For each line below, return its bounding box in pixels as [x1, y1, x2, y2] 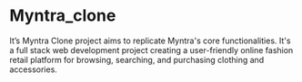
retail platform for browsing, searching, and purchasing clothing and [9, 54, 265, 65]
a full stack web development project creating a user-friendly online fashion [9, 44, 294, 55]
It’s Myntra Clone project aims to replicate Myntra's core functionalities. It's [9, 35, 291, 46]
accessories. [9, 64, 57, 75]
